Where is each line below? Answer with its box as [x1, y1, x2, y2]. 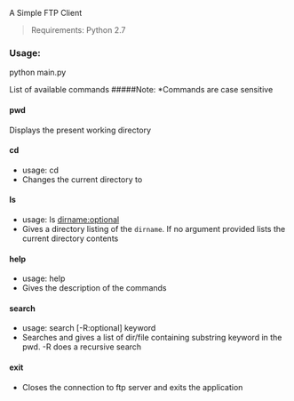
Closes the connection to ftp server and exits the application [21, 381, 243, 392]
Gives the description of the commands [21, 283, 167, 293]
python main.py [9, 67, 67, 78]
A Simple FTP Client [9, 8, 83, 18]
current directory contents [21, 233, 119, 244]
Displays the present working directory [9, 124, 152, 135]
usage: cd [21, 164, 60, 175]
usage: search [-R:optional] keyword [21, 323, 156, 333]
